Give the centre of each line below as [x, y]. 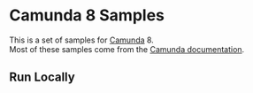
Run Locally [42, 77]
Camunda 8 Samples [87, 15]
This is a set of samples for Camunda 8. [82, 40]
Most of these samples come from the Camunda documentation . [127, 49]
